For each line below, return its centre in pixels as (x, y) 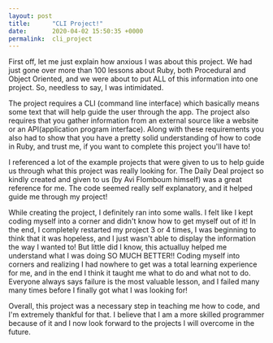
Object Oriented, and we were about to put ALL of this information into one (133, 79)
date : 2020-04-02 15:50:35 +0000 (76, 31)
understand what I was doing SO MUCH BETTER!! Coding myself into (124, 256)
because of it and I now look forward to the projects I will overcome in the (131, 323)
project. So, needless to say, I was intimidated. (86, 88)
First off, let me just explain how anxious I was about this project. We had (130, 62)
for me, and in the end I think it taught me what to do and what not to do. (130, 273)
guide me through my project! (58, 197)
